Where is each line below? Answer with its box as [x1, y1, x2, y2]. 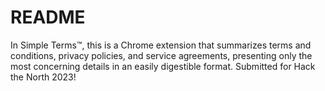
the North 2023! [10, 71, 77, 83]
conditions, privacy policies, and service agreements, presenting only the [10, 49, 313, 61]
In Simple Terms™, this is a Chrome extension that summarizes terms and [10, 39, 312, 51]
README [10, 6, 86, 29]
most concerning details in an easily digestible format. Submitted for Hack [10, 60, 316, 72]
